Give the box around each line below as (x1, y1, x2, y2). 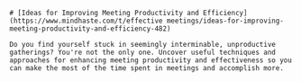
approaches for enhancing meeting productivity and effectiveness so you (9, 56, 293, 65)
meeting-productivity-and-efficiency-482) (9, 24, 171, 33)
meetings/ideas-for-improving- (166, 16, 284, 25)
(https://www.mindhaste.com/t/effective (9, 16, 164, 25)
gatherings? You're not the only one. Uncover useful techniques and (9, 48, 277, 57)
